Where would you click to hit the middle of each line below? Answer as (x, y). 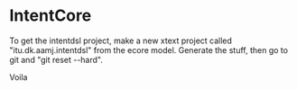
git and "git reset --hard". (56, 59)
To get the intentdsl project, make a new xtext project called (121, 40)
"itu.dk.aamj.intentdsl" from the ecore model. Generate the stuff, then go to (149, 49)
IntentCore (51, 16)
